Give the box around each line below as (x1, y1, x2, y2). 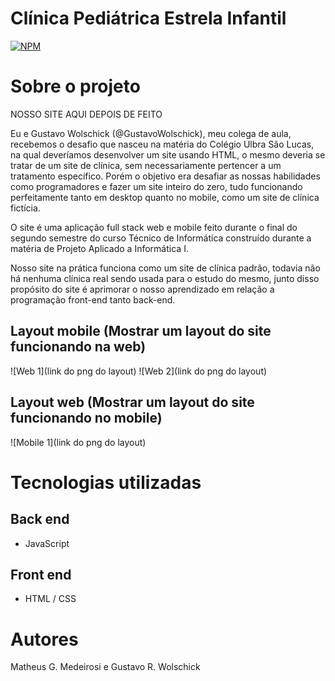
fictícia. (10, 202, 41, 214)
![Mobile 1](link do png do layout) (10, 436, 147, 448)
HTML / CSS (24, 593, 77, 605)
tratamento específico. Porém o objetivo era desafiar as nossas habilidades (10, 170, 321, 182)
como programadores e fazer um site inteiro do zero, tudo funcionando (10, 180, 303, 192)
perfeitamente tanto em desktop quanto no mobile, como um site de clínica (10, 191, 320, 203)
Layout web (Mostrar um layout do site (10, 394, 255, 411)
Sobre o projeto (10, 75, 141, 98)
